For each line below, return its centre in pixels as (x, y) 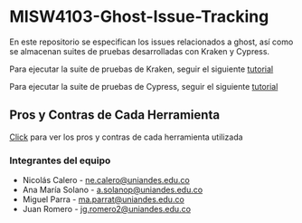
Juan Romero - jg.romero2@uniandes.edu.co (107, 209)
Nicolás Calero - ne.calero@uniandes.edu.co (106, 180)
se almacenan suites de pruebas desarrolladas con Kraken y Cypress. (139, 51)
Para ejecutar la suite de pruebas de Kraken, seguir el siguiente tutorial (142, 69)
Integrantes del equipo (60, 160)
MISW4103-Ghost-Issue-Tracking (139, 17)
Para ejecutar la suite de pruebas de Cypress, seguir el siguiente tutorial (144, 86)
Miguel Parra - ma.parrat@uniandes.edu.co (104, 199)
